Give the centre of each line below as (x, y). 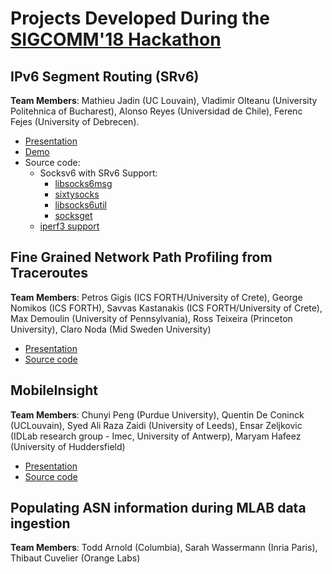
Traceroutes (49, 273)
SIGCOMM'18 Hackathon (116, 39)
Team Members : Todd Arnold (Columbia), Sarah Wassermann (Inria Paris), (164, 548)
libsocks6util (80, 205)
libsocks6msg (83, 183)
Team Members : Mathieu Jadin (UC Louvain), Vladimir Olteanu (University (164, 100)
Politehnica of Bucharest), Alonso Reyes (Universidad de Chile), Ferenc (156, 111)
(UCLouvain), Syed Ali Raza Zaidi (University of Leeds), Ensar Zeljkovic (156, 425)
